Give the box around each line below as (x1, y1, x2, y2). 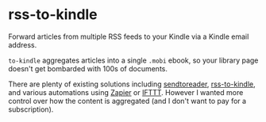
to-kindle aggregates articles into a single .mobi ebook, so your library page (8, 55, 259, 65)
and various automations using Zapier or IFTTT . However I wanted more (8, 87, 244, 97)
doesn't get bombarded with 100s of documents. (8, 63, 168, 73)
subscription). (8, 105, 54, 114)
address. (8, 40, 37, 49)
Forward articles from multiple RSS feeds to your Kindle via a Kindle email (8, 32, 249, 41)
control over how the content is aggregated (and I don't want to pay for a (8, 96, 247, 105)
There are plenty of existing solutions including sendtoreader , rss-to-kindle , (8, 79, 256, 89)
